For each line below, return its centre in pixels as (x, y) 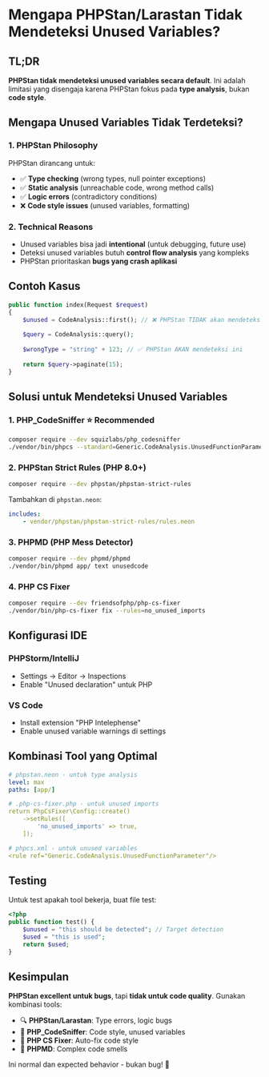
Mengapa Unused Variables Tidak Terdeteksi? (126, 123)
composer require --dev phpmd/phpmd (69, 559)
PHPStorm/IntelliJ (44, 658)
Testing (28, 880)
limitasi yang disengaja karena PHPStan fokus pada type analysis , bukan (129, 89)
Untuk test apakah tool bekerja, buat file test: (82, 900)
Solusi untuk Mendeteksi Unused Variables (118, 397)
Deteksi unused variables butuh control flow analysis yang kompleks (134, 252)
